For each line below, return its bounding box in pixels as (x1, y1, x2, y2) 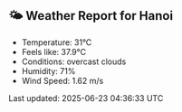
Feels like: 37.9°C (21, 46, 87, 57)
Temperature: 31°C (21, 36, 92, 48)
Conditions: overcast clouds (21, 56, 127, 67)
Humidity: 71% (21, 65, 76, 76)
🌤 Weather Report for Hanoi (8, 8, 174, 23)
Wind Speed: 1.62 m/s (21, 75, 104, 86)
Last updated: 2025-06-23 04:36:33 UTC (8, 92, 164, 103)
